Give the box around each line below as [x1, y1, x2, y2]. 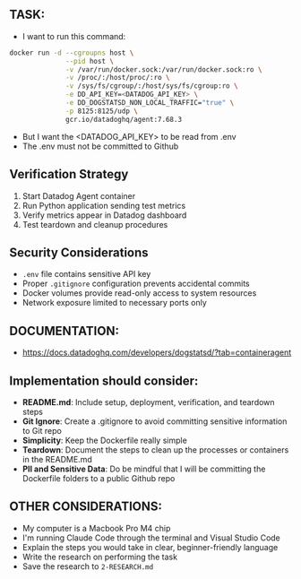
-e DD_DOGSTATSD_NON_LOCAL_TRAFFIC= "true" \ [65, 99, 235, 108]
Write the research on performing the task [21, 551, 177, 562]
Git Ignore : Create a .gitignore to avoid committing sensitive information [21, 416, 288, 427]
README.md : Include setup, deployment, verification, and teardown [21, 396, 275, 407]
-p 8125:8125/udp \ [65, 107, 139, 116]
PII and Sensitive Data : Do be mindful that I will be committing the [21, 463, 266, 474]
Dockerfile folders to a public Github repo [21, 472, 176, 483]
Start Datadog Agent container [21, 190, 136, 201]
